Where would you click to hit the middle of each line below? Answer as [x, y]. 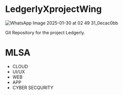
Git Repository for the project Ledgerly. [45, 32]
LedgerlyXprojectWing [54, 9]
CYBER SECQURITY [33, 88]
